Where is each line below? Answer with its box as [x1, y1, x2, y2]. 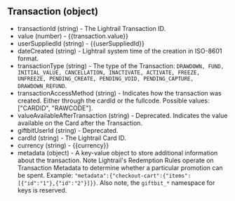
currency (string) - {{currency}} [17, 141, 109, 150]
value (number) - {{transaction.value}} [17, 32, 128, 40]
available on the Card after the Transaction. [17, 119, 142, 127]
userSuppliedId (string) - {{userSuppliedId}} [17, 39, 145, 48]
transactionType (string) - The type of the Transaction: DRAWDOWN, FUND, [17, 61, 224, 70]
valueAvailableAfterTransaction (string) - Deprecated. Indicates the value [17, 111, 228, 119]
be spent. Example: [17, 171, 74, 179]
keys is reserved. [17, 186, 67, 194]
